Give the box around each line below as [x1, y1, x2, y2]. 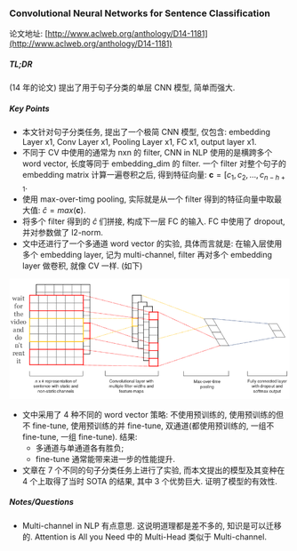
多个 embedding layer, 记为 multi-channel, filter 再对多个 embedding [21, 249, 273, 260]
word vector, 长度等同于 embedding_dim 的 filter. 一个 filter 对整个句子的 [21, 158, 286, 169]
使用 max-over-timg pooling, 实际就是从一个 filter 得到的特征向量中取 [21, 194, 275, 204]
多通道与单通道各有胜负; [35, 443, 124, 453]
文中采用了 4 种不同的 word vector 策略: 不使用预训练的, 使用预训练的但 [21, 409, 285, 419]
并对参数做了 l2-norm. [21, 227, 104, 237]
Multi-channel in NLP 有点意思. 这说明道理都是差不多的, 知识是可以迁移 [21, 520, 282, 531]
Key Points [9, 103, 51, 114]
